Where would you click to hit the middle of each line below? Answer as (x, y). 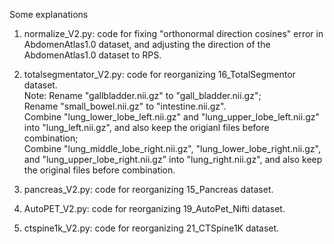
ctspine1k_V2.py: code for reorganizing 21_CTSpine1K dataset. (151, 228)
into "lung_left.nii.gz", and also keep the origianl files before (146, 127)
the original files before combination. (99, 170)
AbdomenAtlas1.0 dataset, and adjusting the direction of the (147, 44)
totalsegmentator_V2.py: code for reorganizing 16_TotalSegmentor (159, 74)
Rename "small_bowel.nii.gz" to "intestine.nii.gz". (125, 106)
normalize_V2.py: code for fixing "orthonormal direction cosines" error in (173, 33)
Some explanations (49, 14)
